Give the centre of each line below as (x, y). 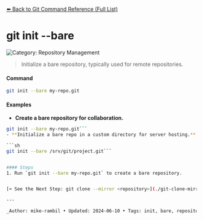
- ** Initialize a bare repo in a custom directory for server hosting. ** (101, 135)
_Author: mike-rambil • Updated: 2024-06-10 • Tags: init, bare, (90, 211)
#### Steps (20, 167)
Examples (19, 105)
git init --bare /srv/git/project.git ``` (59, 151)
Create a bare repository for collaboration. (69, 118)
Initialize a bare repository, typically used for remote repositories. (102, 64)
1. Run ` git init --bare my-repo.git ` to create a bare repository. (94, 173)
